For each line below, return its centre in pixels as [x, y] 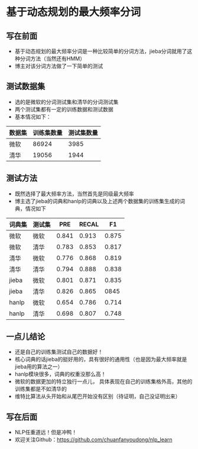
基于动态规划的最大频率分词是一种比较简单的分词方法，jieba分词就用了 [101, 51]
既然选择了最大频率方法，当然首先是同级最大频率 [74, 194]
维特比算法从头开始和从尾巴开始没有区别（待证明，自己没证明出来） [98, 396]
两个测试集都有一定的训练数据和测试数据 [64, 109]
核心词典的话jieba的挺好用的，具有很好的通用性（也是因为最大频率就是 [101, 360]
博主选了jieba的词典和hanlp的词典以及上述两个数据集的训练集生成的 [97, 201]
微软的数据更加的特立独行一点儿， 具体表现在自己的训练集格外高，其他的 [103, 381]
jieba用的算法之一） [39, 367]
